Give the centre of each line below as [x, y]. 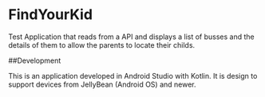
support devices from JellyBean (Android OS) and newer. [102, 84]
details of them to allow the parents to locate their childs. [102, 45]
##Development [35, 60]
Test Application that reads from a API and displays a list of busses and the [132, 37]
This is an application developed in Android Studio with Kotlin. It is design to [133, 76]
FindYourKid [51, 15]
